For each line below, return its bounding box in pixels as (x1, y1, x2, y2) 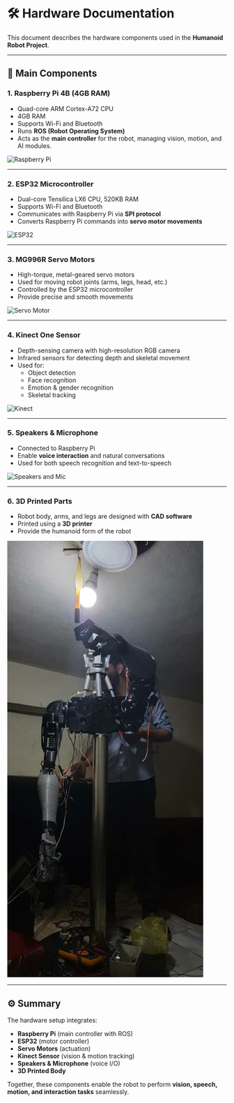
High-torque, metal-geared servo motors (17, 270, 135, 279)
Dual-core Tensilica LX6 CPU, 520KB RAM (17, 195, 139, 203)
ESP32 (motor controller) (17, 1037, 90, 1045)
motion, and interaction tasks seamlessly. (7, 1087, 130, 1096)
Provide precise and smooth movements (17, 293, 134, 301)
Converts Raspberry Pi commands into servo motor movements (17, 217, 203, 225)
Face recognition (27, 376, 77, 384)
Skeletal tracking (27, 390, 77, 399)
